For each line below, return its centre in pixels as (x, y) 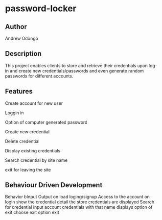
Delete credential (22, 141)
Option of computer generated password (46, 122)
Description (23, 54)
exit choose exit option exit (32, 212)
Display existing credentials (33, 150)
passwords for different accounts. (39, 76)
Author (16, 27)
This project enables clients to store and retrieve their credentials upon (76, 65)
